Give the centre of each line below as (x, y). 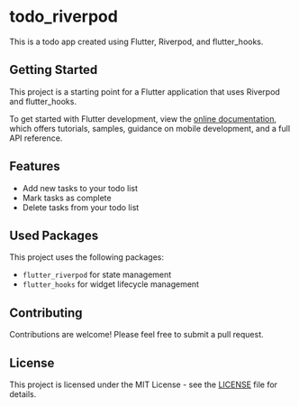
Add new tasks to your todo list (80, 188)
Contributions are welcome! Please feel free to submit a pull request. (136, 335)
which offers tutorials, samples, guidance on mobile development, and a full (150, 128)
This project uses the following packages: (87, 257)
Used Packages (54, 235)
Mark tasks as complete (67, 198)
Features (35, 166)
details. (23, 394)
